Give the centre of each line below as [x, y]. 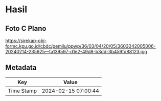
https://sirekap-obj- [26, 41]
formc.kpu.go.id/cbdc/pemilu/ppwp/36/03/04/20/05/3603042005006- [80, 46]
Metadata [21, 68]
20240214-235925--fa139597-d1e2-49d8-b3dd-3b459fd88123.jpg [76, 52]
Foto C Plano [26, 28]
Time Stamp [22, 91]
